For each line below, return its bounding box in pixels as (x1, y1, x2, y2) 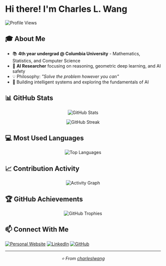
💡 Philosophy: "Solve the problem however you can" (12, 73, 120, 79)
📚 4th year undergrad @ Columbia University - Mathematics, (12, 50, 141, 56)
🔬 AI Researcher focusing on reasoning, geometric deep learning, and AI (12, 63, 161, 69)
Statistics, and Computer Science (12, 58, 81, 64)
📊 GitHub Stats (5, 94, 53, 102)
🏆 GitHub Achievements (5, 195, 83, 203)
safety (12, 68, 26, 74)
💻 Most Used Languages (5, 134, 84, 142)
